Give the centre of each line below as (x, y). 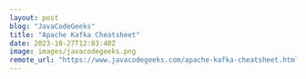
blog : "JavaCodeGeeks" (52, 26)
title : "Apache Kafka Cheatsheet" (75, 35)
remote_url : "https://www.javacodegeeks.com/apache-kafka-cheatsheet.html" (156, 60)
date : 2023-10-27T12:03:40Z (63, 43)
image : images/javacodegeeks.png (73, 52)
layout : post (34, 18)
